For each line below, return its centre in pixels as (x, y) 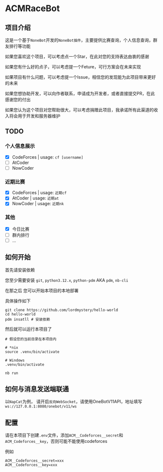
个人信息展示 (20, 146)
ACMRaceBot (33, 8)
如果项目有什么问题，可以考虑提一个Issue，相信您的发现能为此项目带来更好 (81, 77)
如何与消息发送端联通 (37, 389)
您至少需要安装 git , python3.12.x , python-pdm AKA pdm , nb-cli (67, 280)
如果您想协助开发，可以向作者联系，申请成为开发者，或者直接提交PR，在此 (80, 93)
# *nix (12, 347)
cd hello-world (20, 314)
